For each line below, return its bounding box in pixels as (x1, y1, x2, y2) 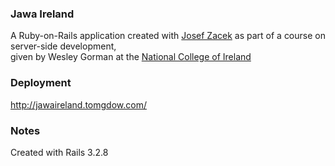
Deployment (10, 76, 72, 90)
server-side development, (10, 40, 117, 52)
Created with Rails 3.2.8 (10, 146, 109, 158)
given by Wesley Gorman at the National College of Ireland (10, 51, 252, 63)
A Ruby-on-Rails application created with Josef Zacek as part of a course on (10, 30, 326, 42)
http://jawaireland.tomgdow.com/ (10, 98, 147, 111)
